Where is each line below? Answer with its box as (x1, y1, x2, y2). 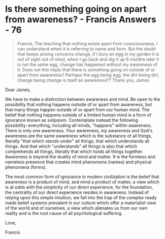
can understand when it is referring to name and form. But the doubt (17, 46, 156, 52)
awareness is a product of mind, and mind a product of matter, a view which (5, 179, 160, 185)
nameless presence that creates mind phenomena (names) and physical (5, 159, 152, 165)
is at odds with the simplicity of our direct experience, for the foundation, (5, 184, 153, 190)
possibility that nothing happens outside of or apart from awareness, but (5, 101, 152, 107)
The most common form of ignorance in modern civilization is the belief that (5, 174, 160, 179)
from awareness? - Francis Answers (5, 14, 157, 25)
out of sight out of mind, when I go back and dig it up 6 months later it (17, 56, 159, 62)
